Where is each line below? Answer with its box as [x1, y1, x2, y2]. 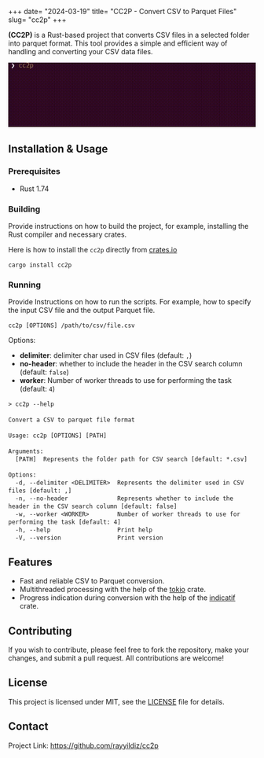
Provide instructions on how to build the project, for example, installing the [8, 222, 249, 231]
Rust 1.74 [19, 184, 49, 193]
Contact [8, 719, 49, 734]
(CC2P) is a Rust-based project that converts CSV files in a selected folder [8, 31, 250, 39]
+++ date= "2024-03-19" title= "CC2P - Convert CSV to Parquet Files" [8, 7, 237, 16]
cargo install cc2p [8, 261, 72, 270]
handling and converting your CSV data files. [8, 47, 153, 56]
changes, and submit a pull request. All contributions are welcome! [8, 653, 224, 663]
